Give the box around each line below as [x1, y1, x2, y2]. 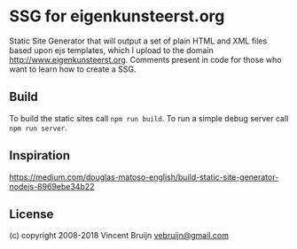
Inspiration [9, 148, 71, 163]
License [9, 206, 54, 222]
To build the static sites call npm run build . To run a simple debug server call [9, 113, 289, 123]
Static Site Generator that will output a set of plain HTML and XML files [9, 35, 268, 46]
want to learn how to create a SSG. [9, 64, 137, 74]
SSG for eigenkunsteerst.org [9, 6, 225, 27]
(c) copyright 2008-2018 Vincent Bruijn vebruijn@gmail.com [9, 230, 229, 241]
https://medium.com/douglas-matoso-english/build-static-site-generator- [9, 171, 279, 183]
